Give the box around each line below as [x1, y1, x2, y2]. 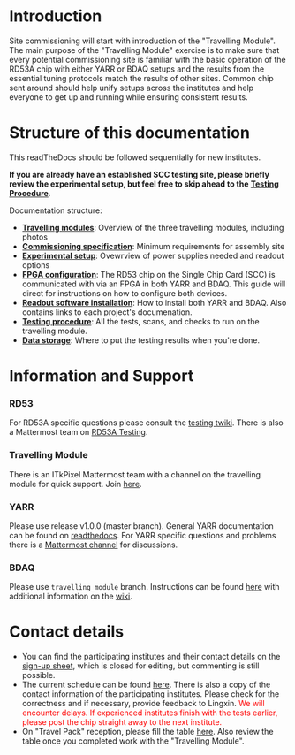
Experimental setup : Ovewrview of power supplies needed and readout [21, 250, 284, 261]
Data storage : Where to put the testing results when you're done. [21, 334, 261, 346]
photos [21, 232, 49, 242]
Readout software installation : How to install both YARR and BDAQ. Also [21, 297, 287, 308]
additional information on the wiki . [9, 591, 132, 602]
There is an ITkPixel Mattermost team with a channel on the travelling [9, 469, 261, 479]
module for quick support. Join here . [9, 478, 143, 489]
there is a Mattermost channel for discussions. [9, 539, 178, 550]
